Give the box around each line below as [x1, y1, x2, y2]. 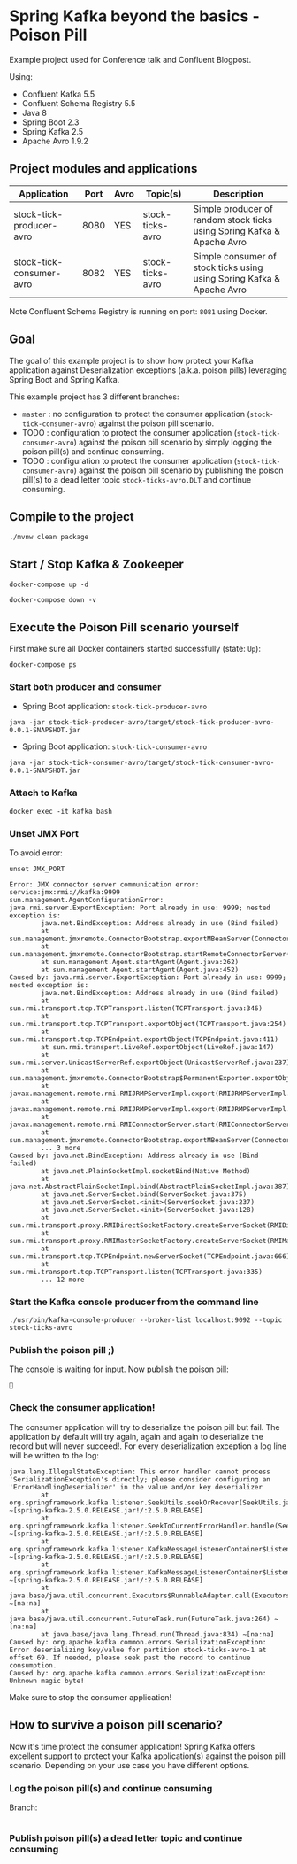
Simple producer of [193, 202, 274, 214]
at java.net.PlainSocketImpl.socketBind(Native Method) [41, 1166, 251, 1175]
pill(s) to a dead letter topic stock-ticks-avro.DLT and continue [21, 474, 252, 484]
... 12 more [41, 1275, 86, 1284]
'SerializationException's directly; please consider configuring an [9, 1474, 271, 1484]
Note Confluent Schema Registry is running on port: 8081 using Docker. [9, 306, 268, 316]
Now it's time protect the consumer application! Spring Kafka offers [9, 1741, 255, 1752]
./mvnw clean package [9, 533, 89, 542]
